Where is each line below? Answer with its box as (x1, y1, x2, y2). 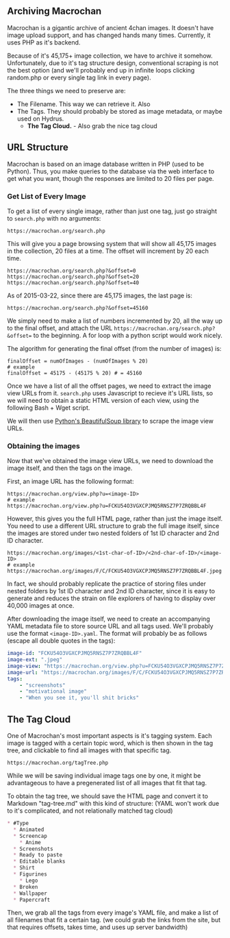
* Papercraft (13, 896, 51, 903)
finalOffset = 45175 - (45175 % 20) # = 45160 (7, 369, 142, 376)
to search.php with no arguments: (7, 214, 101, 222)
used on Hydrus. (16, 114, 64, 123)
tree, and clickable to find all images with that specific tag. (7, 746, 172, 754)
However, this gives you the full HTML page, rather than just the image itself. (7, 515, 223, 523)
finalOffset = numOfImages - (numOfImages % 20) (7, 358, 149, 365)
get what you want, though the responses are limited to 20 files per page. (7, 174, 214, 182)
